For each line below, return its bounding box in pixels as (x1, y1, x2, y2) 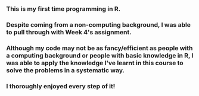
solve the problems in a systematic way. (6, 66, 125, 74)
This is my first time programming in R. (6, 5, 121, 13)
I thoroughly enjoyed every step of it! (6, 82, 116, 90)
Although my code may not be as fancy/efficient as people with (6, 44, 193, 52)
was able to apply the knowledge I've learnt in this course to (6, 59, 184, 67)
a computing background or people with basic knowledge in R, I (6, 51, 194, 59)
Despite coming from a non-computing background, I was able (6, 20, 191, 28)
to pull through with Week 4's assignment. (6, 28, 132, 36)
